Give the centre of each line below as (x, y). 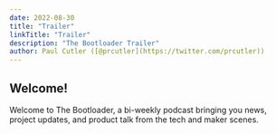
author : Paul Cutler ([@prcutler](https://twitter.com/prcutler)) (137, 52)
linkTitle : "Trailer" (50, 34)
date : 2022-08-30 (42, 18)
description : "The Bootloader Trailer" (85, 43)
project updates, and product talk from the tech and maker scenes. (134, 120)
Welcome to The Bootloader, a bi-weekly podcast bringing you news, (138, 110)
